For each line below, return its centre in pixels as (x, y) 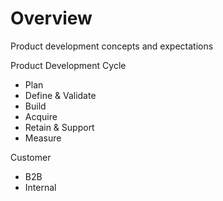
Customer (31, 157)
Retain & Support (59, 127)
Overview (51, 18)
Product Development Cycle (68, 65)
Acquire (41, 116)
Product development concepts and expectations (112, 46)
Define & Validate (60, 95)
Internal (40, 187)
